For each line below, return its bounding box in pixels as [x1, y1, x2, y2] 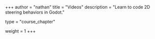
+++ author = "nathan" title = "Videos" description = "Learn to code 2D [5, 4, 151, 10]
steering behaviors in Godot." [5, 9, 65, 15]
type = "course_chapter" [5, 19, 55, 24]
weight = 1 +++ [5, 28, 36, 34]
